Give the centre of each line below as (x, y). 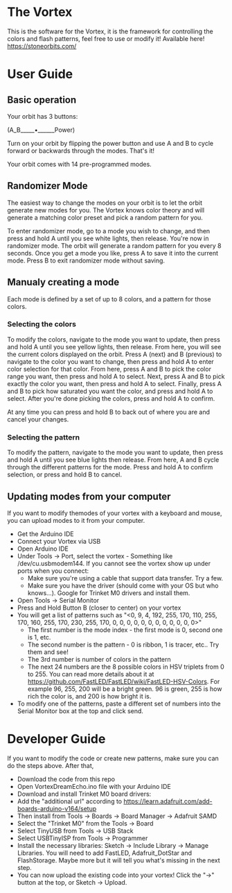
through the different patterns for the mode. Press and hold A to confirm (110, 467)
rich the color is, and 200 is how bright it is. (89, 696)
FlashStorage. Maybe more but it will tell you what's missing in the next (118, 860)
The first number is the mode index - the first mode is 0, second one (125, 630)
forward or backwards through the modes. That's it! (81, 151)
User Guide (40, 74)
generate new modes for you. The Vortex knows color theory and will (106, 210)
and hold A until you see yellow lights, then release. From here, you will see (114, 347)
